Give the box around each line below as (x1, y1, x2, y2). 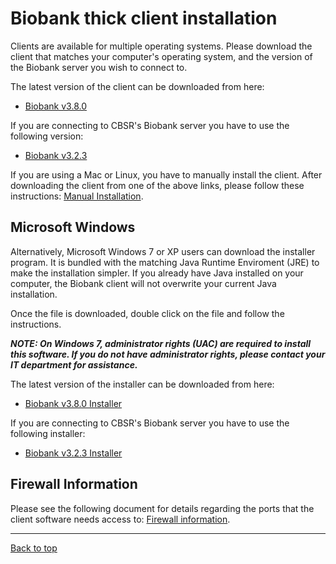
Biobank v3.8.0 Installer (24, 397, 123, 409)
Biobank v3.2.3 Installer (24, 447, 123, 459)
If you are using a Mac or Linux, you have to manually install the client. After (10, 168, 323, 181)
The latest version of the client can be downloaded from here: (10, 80, 265, 92)
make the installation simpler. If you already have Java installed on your (10, 267, 304, 279)
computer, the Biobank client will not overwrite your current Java (10, 277, 277, 289)
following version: (10, 130, 84, 142)
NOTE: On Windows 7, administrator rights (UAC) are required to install (10, 337, 312, 349)
